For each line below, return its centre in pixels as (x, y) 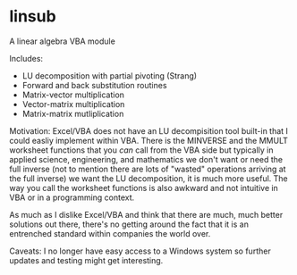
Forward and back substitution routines (94, 85)
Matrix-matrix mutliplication (73, 113)
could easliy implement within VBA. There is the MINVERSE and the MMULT (149, 140)
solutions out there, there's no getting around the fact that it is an (129, 224)
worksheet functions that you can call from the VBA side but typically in (141, 150)
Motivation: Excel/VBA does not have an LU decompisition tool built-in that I (149, 130)
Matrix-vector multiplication (73, 95)
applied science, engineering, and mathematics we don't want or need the (146, 159)
